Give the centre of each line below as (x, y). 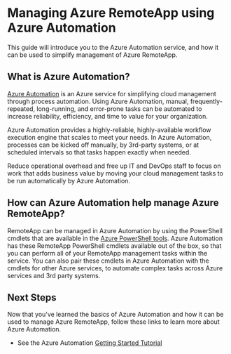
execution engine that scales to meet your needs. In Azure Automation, (110, 137)
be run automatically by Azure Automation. (69, 181)
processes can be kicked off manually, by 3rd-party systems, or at (103, 145)
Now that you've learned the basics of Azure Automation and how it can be (115, 315)
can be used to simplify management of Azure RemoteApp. (92, 55)
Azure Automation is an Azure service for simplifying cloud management (112, 93)
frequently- (206, 101)
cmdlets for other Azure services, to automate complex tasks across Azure (115, 268)
